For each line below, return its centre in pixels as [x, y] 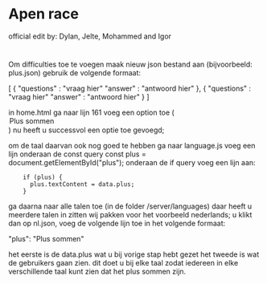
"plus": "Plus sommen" [46, 239]
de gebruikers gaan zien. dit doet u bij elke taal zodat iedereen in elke [123, 263]
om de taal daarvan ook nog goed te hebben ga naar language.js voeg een [132, 146]
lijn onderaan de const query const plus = [77, 154]
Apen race [43, 14]
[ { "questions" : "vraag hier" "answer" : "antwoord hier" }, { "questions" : [130, 88]
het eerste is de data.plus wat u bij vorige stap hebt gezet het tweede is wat [134, 254]
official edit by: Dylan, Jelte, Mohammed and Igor [90, 36]
